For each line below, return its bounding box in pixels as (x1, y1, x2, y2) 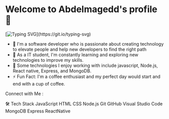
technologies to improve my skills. (12, 57, 83, 63)
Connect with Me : (5, 90, 44, 97)
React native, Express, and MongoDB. (12, 67, 92, 74)
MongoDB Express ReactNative (5, 108, 71, 114)
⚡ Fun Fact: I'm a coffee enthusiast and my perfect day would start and (12, 73, 161, 80)
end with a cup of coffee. (12, 81, 65, 87)
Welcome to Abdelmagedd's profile (5, 4, 158, 15)
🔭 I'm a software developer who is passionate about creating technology (12, 41, 164, 47)
